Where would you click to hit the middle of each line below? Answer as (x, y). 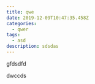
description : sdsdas (33, 47)
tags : (13, 35)
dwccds (16, 75)
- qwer (20, 29)
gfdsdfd (16, 63)
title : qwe (20, 12)
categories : (21, 23)
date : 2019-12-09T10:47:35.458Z (47, 18)
